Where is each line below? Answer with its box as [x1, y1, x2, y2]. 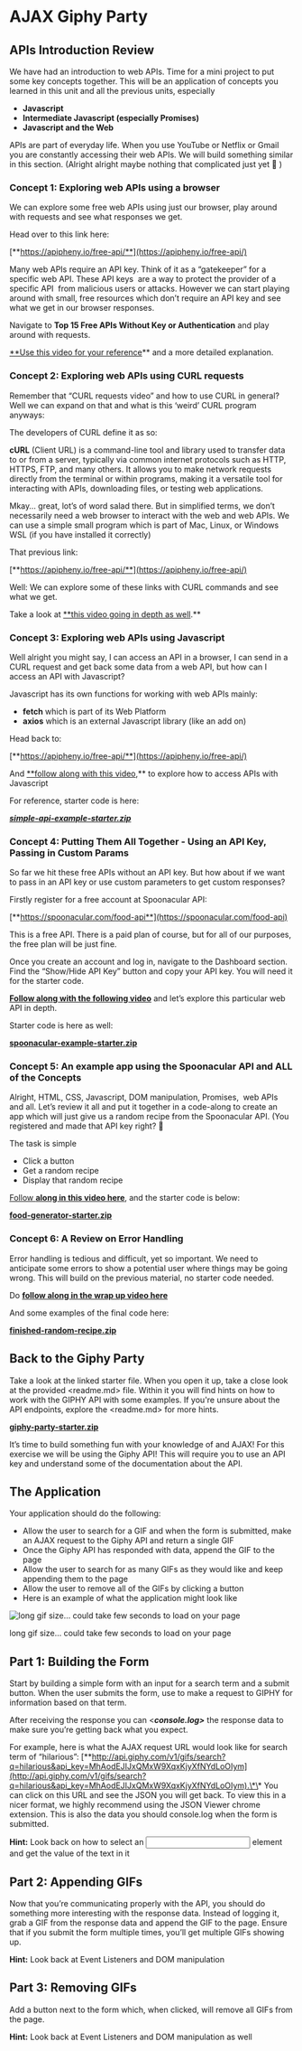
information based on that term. [9, 1697, 127, 1709]
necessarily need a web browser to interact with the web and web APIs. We [9, 510, 290, 520]
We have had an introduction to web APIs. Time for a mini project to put [9, 66, 275, 77]
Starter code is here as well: [9, 1020, 114, 1031]
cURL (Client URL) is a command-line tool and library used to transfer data [9, 445, 286, 455]
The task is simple [9, 1138, 77, 1149]
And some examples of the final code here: [9, 1307, 169, 1318]
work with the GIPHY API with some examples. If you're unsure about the [9, 1394, 280, 1405]
